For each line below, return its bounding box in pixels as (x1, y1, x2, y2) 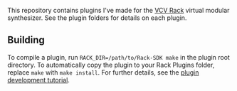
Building (7, 34, 45, 46)
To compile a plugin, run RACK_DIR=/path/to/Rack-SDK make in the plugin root (7, 53, 230, 61)
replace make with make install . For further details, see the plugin (7, 68, 199, 77)
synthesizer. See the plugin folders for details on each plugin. (7, 14, 187, 22)
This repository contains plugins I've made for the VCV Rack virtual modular (7, 6, 230, 14)
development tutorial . (7, 75, 70, 84)
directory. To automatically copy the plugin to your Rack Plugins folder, (7, 60, 215, 69)
